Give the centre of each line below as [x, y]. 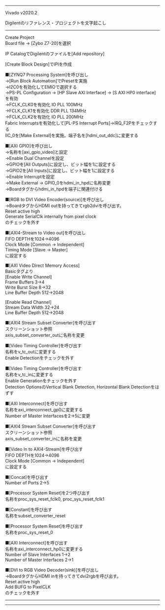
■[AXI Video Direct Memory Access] [42, 265]
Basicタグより [19, 271]
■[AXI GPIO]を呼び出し [29, 146]
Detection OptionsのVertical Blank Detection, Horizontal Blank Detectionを [80, 387]
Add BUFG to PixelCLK [28, 587]
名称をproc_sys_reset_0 [29, 532]
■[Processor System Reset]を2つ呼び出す [48, 493]
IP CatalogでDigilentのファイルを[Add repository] [55, 54]
